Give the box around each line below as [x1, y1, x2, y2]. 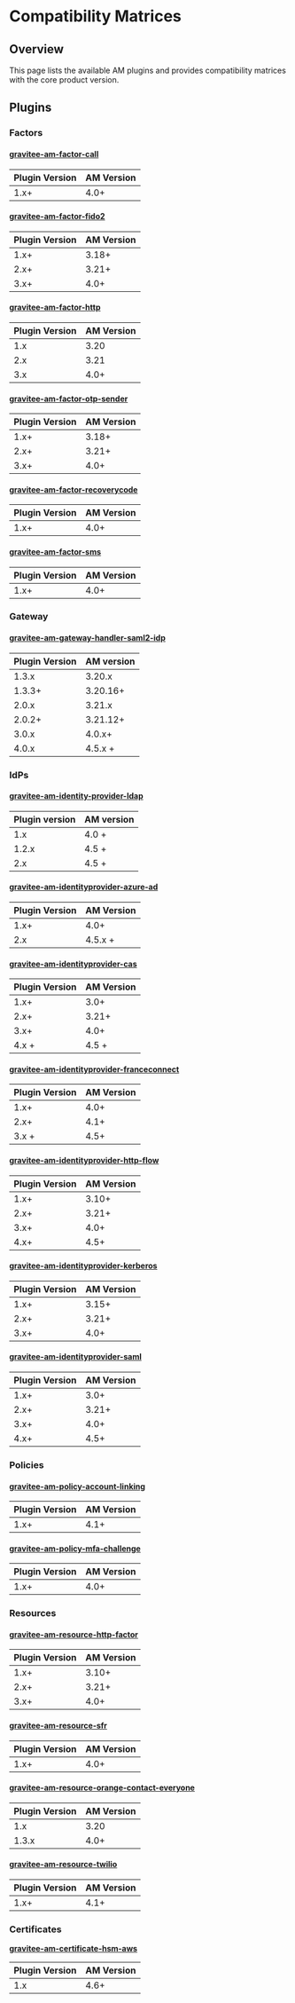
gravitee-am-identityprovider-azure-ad [9, 881, 159, 893]
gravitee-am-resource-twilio [9, 1859, 118, 1870]
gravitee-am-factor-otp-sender [9, 393, 128, 404]
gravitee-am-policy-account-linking [9, 1480, 146, 1492]
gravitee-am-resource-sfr [9, 1720, 108, 1731]
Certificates [9, 1923, 62, 1936]
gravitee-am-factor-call [9, 148, 99, 159]
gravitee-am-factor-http [9, 302, 101, 312]
